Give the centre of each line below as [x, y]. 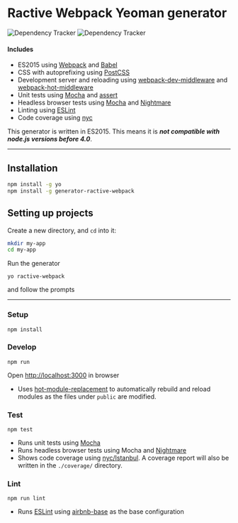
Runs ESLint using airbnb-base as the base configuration [101, 512]
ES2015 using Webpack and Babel [68, 65]
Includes [21, 49]
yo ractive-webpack [36, 276]
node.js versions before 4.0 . [50, 139]
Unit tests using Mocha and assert [68, 95]
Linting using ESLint [46, 110]
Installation [33, 168]
